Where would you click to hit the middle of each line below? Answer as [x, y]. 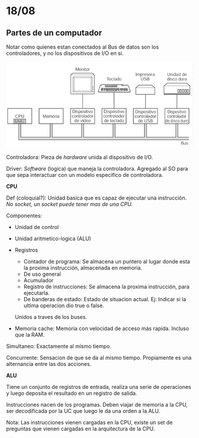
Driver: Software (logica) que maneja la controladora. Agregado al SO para [97, 168]
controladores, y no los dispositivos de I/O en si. [65, 53]
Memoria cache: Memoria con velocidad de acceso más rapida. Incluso [102, 328]
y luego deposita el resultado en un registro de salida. [72, 393]
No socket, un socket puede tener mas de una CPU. [70, 204]
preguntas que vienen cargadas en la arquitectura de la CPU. [81, 429]
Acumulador [38, 280]
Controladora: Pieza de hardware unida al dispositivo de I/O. [80, 157]
